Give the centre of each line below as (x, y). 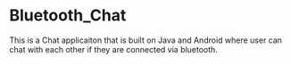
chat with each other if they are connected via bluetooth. (114, 49)
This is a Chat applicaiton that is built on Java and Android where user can (146, 40)
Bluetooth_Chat (68, 16)
